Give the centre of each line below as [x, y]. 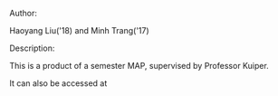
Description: [32, 48]
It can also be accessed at [58, 83]
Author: [24, 13]
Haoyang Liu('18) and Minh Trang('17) [79, 30]
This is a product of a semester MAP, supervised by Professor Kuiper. [139, 66]
